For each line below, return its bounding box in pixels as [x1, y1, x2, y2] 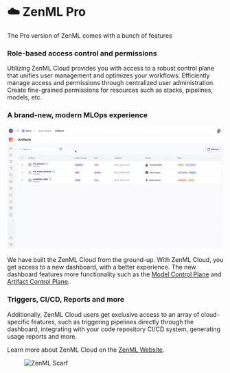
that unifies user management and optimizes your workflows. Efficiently [7, 71, 210, 80]
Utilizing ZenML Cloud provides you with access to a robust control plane [7, 64, 215, 73]
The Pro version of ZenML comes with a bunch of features [7, 31, 173, 40]
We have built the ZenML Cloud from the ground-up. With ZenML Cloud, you [7, 256, 224, 264]
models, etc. [7, 93, 43, 101]
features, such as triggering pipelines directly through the [31, 317, 194, 326]
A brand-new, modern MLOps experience [7, 110, 148, 120]
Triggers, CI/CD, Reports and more [7, 295, 125, 304]
